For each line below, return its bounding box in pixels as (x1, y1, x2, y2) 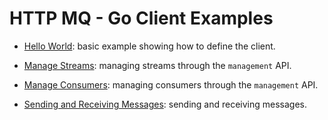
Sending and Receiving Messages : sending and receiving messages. (23, 98, 308, 110)
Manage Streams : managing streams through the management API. (23, 59, 292, 71)
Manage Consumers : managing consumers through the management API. (23, 78, 319, 91)
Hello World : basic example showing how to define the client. (23, 40, 276, 52)
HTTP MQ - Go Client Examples (9, 7, 274, 30)
